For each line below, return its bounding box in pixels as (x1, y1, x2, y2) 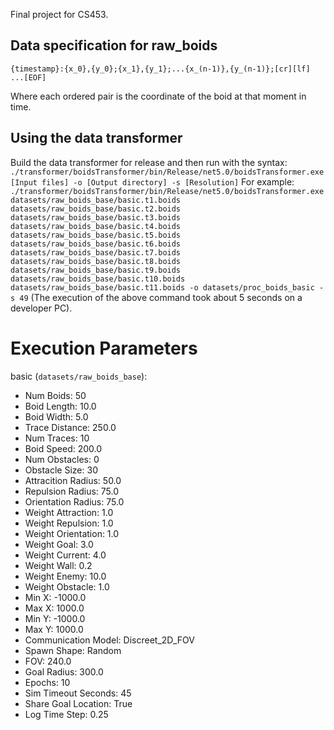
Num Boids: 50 (24, 389, 87, 401)
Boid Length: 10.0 (24, 400, 97, 412)
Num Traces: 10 (24, 432, 90, 444)
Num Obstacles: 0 (24, 453, 100, 465)
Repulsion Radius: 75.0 (24, 485, 120, 497)
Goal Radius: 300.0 (24, 665, 104, 678)
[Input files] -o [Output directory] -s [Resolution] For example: (10, 175, 295, 188)
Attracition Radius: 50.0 (24, 474, 122, 486)
